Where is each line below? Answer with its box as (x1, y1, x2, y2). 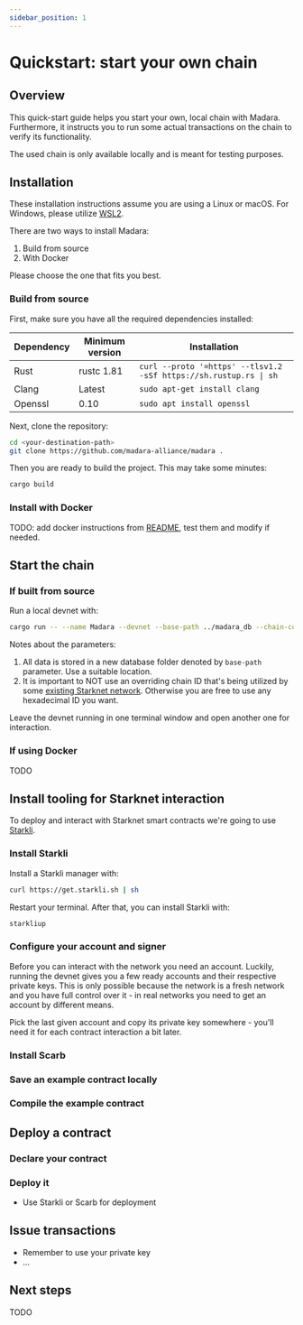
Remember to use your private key (22, 1246, 151, 1257)
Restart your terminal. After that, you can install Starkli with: (9, 902, 230, 913)
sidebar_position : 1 (9, 13, 87, 23)
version (87, 346, 122, 358)
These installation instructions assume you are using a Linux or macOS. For (9, 199, 289, 209)
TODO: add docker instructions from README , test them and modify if (9, 522, 271, 533)
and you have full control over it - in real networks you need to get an (9, 989, 266, 1000)
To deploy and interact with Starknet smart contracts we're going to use (9, 815, 277, 826)
